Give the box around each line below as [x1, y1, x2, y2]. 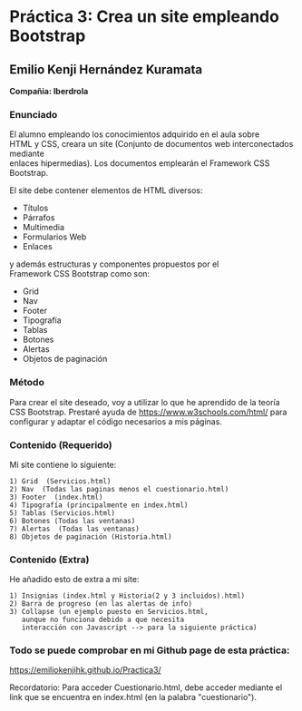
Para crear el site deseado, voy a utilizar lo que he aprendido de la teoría [9, 396, 280, 407]
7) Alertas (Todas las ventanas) [9, 524, 141, 533]
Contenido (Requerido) [9, 438, 112, 451]
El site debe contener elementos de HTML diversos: [9, 185, 203, 196]
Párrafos [22, 212, 55, 223]
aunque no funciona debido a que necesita [21, 615, 184, 625]
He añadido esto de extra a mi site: [9, 574, 140, 585]
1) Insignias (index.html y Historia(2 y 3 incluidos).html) [9, 591, 246, 600]
